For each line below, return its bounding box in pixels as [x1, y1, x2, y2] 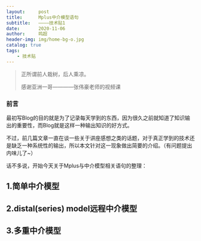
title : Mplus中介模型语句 [6, 14, 79, 20]
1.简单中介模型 [6, 181, 60, 191]
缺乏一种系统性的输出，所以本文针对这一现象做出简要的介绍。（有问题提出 [11, 142, 193, 149]
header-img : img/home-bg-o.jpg [6, 36, 84, 42]
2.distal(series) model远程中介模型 [6, 203, 138, 213]
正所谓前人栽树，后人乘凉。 [20, 70, 90, 78]
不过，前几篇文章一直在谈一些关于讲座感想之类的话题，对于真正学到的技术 [6, 134, 190, 141]
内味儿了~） [6, 149, 36, 156]
